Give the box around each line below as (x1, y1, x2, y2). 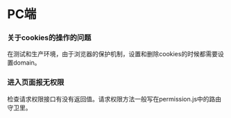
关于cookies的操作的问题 (7, 33, 92, 42)
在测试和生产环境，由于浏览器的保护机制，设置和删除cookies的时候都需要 (7, 50, 219, 58)
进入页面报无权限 (7, 78, 65, 87)
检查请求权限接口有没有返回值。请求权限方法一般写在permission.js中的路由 (7, 94, 222, 103)
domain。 (12, 58, 41, 67)
